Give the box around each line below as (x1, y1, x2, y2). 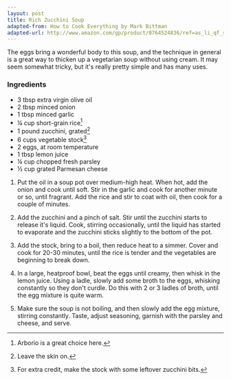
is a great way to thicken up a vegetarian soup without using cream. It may (7, 56, 218, 64)
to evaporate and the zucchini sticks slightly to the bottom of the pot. (16, 227, 213, 236)
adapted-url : (7, 29, 45, 36)
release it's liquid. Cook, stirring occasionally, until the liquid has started (16, 221, 221, 229)
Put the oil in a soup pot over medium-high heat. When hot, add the (16, 178, 208, 186)
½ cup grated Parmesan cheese (16, 164, 108, 172)
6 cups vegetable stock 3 (16, 134, 87, 144)
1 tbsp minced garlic (16, 110, 74, 118)
